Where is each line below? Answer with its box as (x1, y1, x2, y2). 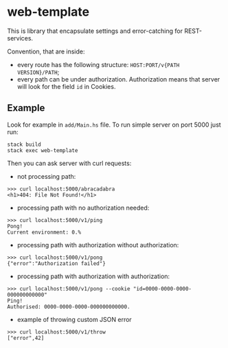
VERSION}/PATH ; (16, 68, 60, 76)
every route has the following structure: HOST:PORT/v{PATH (16, 60, 180, 69)
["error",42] (7, 334, 45, 341)
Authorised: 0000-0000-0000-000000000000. (7, 303, 130, 310)
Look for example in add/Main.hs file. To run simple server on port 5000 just (7, 121, 221, 129)
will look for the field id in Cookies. (16, 82, 116, 90)
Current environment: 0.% (7, 229, 81, 236)
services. (7, 34, 33, 42)
